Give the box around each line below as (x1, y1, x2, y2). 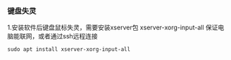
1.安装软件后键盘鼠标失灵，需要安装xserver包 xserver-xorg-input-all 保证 (7, 23, 218, 32)
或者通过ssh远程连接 (37, 32, 99, 40)
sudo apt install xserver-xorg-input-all (7, 46, 131, 53)
